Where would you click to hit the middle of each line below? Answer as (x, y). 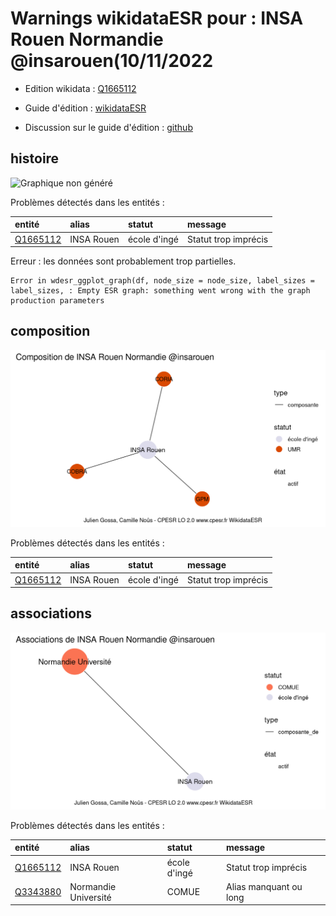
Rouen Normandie (87, 39)
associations (51, 613)
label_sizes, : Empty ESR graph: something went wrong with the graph (160, 291)
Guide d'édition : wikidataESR (85, 108)
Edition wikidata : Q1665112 (80, 88)
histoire (35, 158)
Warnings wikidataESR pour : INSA (157, 18)
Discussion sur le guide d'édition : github (108, 127)
